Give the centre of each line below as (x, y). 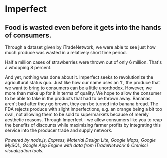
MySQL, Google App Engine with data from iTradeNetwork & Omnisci (77, 145)
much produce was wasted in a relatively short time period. (66, 53)
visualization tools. (24, 151)
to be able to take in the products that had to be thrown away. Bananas (78, 99)
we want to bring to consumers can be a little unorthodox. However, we (79, 88)
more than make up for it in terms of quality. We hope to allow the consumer (83, 93)
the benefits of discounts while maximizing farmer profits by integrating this (83, 125)
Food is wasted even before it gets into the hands (83, 28)
